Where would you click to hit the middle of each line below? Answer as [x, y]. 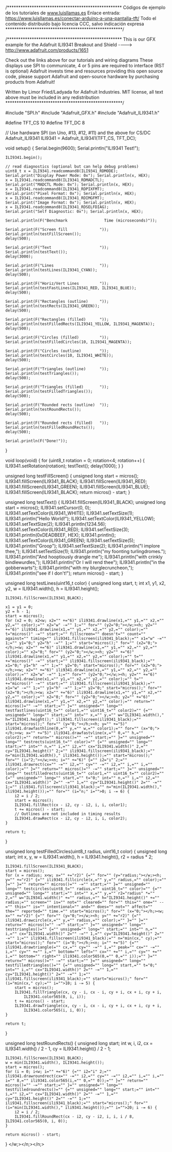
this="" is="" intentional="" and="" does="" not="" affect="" [84, 907]
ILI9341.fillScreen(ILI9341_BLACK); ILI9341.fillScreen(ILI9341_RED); [76, 481]
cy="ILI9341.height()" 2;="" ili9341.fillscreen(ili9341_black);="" [80, 751]
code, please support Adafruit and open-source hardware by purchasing [82, 76]
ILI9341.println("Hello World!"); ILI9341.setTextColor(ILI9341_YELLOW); [80, 518]
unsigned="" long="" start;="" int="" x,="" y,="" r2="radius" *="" [80, 893]
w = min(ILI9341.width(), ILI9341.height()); [55, 1063]
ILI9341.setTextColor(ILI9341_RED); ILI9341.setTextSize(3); [67, 529]
